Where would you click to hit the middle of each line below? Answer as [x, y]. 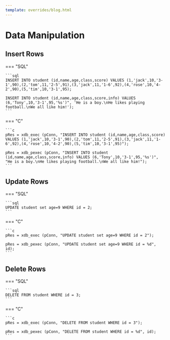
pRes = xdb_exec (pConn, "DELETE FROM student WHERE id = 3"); [74, 323]
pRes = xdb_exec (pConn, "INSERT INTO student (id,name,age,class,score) [86, 135]
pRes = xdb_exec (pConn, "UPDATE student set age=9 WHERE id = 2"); [80, 235]
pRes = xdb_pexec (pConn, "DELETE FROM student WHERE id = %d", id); [81, 332]
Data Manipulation [45, 35]
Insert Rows [25, 54]
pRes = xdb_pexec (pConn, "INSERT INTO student [57, 153]
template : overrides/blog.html [39, 10]
